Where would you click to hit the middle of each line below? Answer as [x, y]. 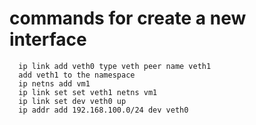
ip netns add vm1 [54, 83]
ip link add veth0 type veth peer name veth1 [115, 66]
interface [48, 39]
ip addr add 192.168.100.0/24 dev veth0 [103, 110]
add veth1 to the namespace [77, 75]
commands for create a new [128, 18]
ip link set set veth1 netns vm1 [88, 92]
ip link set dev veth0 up [72, 101]
